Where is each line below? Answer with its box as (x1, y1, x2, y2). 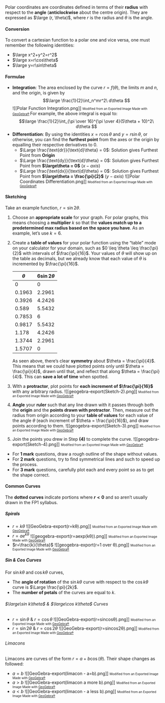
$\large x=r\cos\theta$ (12, 57, 58, 63)
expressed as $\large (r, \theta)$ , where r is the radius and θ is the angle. (5, 15, 154, 20)
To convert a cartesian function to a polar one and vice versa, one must (5, 37, 150, 43)
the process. (12, 461, 38, 467)
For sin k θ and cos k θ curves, (5, 569, 65, 575)
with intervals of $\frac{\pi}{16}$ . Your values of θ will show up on (23, 250, 157, 256)
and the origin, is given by (12, 90, 65, 96)
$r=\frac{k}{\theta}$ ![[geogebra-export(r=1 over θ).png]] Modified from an (12, 542, 156, 548)
